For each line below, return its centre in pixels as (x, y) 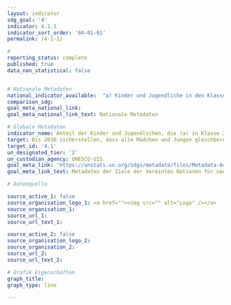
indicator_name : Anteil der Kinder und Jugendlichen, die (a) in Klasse (113, 133)
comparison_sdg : (30, 102)
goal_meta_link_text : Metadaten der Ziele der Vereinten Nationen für (110, 172)
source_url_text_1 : (35, 222)
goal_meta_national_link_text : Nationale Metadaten (82, 115)
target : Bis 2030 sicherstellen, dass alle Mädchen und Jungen (100, 139)
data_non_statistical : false (49, 70)
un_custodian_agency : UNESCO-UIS (55, 159)
